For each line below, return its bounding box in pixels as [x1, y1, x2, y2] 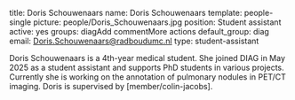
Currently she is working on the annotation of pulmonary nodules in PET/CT [9, 72, 287, 82]
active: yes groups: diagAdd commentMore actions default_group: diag [9, 27, 269, 36]
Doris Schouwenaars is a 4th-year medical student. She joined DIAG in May [9, 53, 286, 63]
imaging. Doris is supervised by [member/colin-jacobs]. [9, 81, 213, 91]
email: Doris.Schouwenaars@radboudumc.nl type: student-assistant [9, 35, 259, 46]
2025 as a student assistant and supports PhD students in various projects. [9, 62, 284, 73]
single [9, 17, 32, 27]
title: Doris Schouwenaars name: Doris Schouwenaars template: [9, 8, 243, 18]
